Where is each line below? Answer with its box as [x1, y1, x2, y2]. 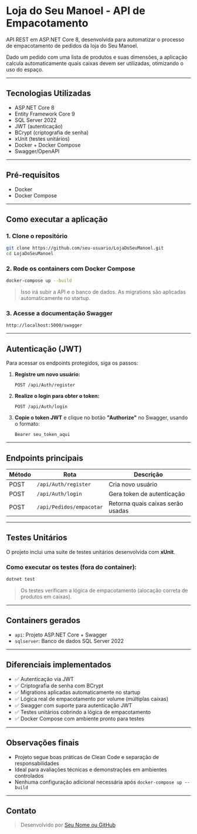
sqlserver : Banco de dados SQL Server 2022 [14, 637, 124, 644]
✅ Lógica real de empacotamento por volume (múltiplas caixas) [14, 695, 169, 702]
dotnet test [6, 576, 35, 583]
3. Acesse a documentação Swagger [6, 309, 113, 318]
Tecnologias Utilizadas [6, 88, 91, 98]
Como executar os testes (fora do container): [6, 563, 137, 571]
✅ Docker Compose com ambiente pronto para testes [14, 715, 145, 722]
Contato [6, 806, 36, 816]
